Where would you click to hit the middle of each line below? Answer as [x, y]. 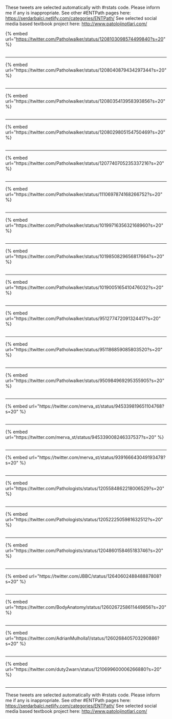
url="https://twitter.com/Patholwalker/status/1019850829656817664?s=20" [85, 256]
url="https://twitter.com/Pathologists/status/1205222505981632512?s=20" [84, 520]
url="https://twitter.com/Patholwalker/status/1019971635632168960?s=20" [84, 225]
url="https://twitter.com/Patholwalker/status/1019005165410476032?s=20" [84, 287]
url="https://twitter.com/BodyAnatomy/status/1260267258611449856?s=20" [86, 607]
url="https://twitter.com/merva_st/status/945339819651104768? [97, 406]
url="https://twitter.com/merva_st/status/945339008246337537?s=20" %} [85, 437]
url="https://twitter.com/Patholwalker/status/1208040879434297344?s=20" [86, 70]
